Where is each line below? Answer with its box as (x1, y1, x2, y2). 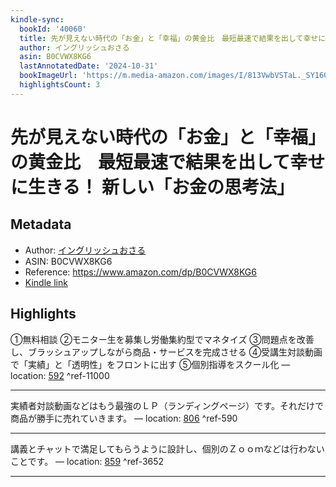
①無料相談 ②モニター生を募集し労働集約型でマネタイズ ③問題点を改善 (10, 333, 315, 345)
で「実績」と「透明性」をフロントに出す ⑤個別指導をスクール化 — (10, 358, 291, 370)
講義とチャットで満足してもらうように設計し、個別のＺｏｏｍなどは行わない (10, 442, 325, 455)
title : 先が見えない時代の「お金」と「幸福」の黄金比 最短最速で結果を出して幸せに (19, 33, 327, 43)
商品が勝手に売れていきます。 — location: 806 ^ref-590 (10, 412, 238, 424)
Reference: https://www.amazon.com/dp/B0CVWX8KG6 (24, 266, 257, 278)
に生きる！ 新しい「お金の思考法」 (10, 176, 295, 198)
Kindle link (24, 276, 68, 288)
